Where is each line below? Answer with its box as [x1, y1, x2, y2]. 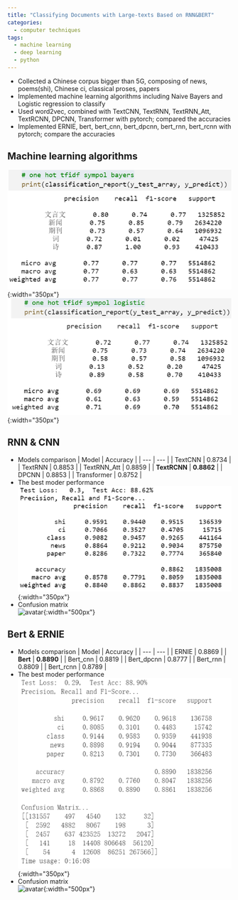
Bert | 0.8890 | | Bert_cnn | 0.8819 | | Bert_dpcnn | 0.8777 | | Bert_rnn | [17, 655, 226, 663]
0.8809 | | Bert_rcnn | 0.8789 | [17, 662, 107, 671]
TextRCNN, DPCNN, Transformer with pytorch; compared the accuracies [17, 114, 231, 123]
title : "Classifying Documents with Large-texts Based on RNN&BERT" [7, 11, 215, 18]
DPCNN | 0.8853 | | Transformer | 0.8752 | [17, 470, 142, 479]
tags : [7, 34, 23, 41]
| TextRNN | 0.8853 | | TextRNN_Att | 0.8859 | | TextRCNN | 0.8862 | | [17, 463, 223, 471]
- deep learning [13, 49, 62, 56]
